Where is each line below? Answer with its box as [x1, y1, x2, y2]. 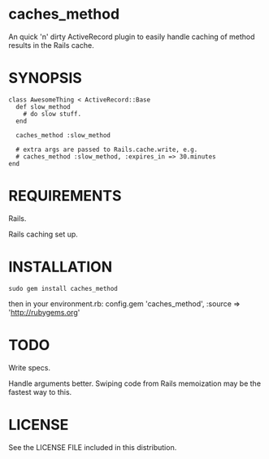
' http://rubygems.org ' [8, 307, 80, 317]
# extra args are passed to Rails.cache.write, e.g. [15, 145, 198, 154]
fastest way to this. [8, 387, 72, 396]
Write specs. [8, 362, 51, 372]
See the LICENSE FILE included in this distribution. [8, 442, 177, 452]
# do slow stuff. [23, 110, 82, 118]
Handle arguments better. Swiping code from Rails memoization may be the [8, 379, 262, 388]
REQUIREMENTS [8, 187, 122, 206]
